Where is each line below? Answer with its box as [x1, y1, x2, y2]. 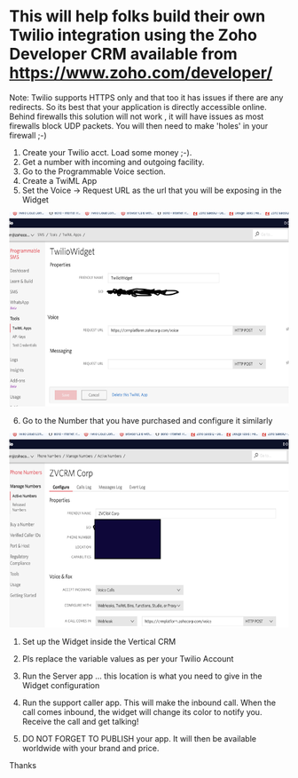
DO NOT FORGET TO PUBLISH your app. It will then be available [21, 733, 257, 743]
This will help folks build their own [9, 6, 266, 27]
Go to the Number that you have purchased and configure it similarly [21, 415, 273, 425]
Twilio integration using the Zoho [9, 25, 257, 45]
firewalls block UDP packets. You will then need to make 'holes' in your [9, 120, 269, 131]
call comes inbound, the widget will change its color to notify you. [21, 706, 263, 717]
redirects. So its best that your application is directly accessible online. [9, 101, 268, 112]
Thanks [9, 759, 37, 770]
